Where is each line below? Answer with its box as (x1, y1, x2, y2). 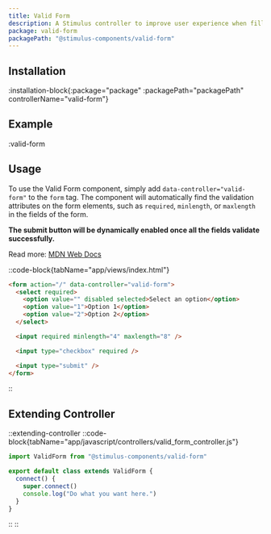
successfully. (8, 233, 55, 243)
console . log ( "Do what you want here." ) (23, 490, 157, 498)
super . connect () (23, 482, 78, 490)
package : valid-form (8, 27, 78, 35)
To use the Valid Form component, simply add (8, 183, 161, 194)
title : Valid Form (8, 11, 70, 20)
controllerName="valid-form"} (8, 94, 109, 104)
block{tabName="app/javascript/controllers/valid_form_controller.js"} (8, 437, 240, 447)
